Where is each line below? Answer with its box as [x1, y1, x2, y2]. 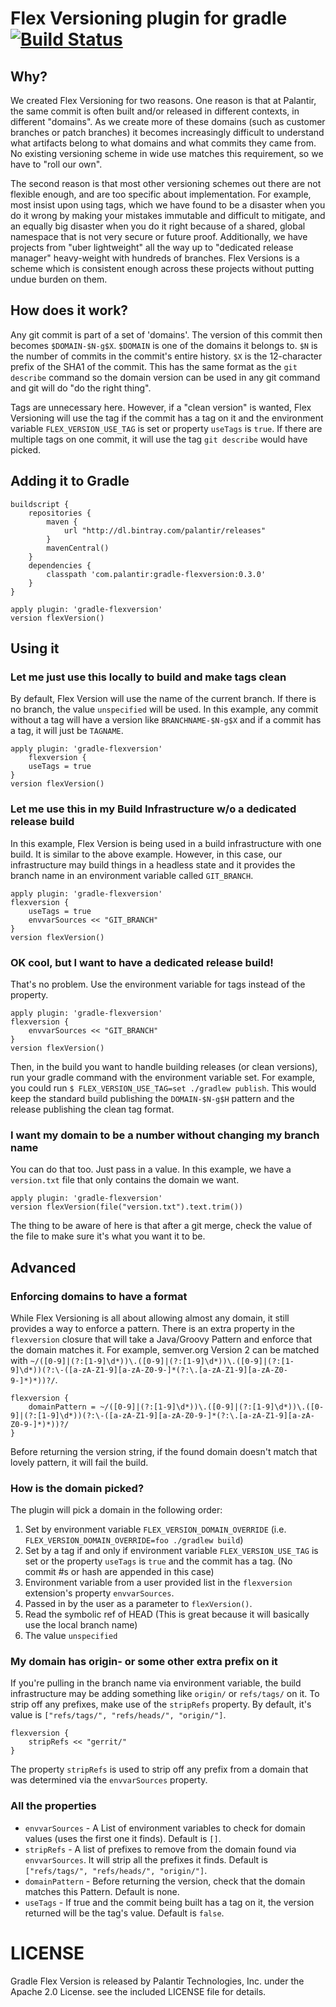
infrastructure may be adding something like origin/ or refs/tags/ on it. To [10, 1688, 320, 1700]
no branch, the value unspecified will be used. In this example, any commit [10, 703, 319, 716]
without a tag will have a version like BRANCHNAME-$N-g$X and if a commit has [10, 714, 322, 726]
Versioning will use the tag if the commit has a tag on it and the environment [10, 412, 324, 424]
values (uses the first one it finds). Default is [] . [24, 1832, 222, 1844]
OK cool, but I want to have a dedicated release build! [10, 955, 274, 969]
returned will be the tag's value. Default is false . [24, 1907, 225, 1919]
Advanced [10, 1259, 77, 1276]
